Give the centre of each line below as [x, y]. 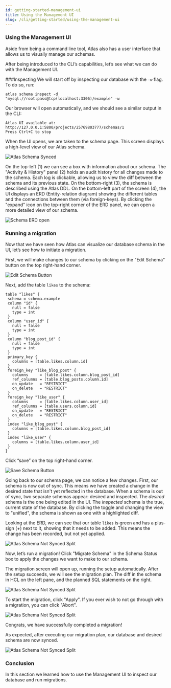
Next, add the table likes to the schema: [48, 285]
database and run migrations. [36, 680]
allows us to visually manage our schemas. [50, 54]
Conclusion [20, 663]
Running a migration [31, 233]
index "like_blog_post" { [35, 424]
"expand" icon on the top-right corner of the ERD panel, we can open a [80, 205]
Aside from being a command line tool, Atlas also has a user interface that [83, 49]
